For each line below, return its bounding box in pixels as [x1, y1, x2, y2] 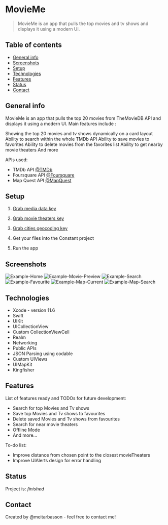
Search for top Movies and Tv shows [12, 405, 90, 411]
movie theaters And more [5, 146, 58, 153]
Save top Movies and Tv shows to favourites [12, 410, 106, 416]
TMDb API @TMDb [12, 166, 53, 172]
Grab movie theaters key [12, 215, 64, 221]
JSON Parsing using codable [12, 351, 73, 357]
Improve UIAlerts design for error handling [12, 457, 102, 463]
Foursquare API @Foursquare [12, 172, 75, 178]
